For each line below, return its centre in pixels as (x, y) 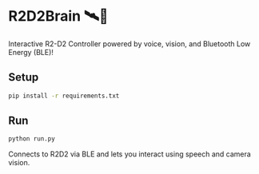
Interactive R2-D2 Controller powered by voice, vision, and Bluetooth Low (129, 43)
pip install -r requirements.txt (64, 96)
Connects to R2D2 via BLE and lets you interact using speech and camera (130, 154)
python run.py (32, 139)
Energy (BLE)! (31, 52)
